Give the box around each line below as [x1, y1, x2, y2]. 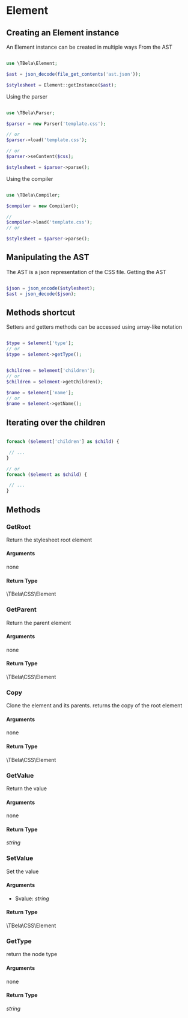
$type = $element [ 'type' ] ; [6, 340, 74, 346]
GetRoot [6, 522, 31, 531]
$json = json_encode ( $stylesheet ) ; [6, 285, 96, 291]
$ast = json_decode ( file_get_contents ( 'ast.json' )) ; [6, 71, 141, 77]
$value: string [14, 895, 49, 902]
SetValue [6, 854, 34, 862]
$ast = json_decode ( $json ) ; [6, 291, 77, 297]
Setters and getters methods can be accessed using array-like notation [6, 323, 182, 331]
